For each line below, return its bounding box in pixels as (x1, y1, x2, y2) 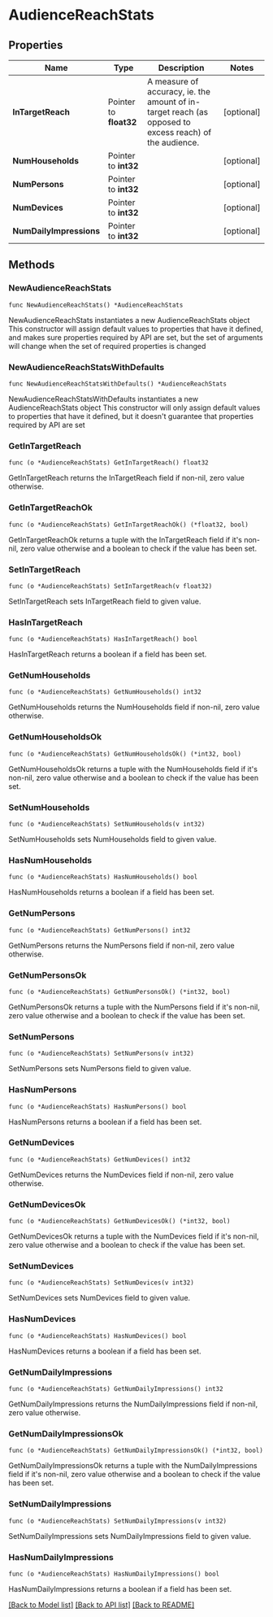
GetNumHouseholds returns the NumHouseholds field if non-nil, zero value (8, 702, 260, 713)
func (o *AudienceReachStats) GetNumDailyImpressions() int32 (8, 1385, 223, 1393)
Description (158, 63, 205, 73)
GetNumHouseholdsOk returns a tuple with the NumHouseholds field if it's (8, 764, 258, 774)
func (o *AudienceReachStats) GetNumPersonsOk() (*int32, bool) (8, 987, 231, 996)
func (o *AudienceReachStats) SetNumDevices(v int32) (8, 1279, 195, 1287)
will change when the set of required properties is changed (8, 341, 206, 351)
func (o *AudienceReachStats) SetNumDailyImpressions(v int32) (8, 1517, 227, 1525)
